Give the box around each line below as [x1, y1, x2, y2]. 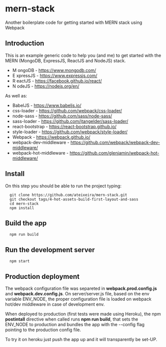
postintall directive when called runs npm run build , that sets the [5, 316, 138, 322]
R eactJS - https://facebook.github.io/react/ [12, 78, 102, 84]
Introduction [5, 39, 45, 48]
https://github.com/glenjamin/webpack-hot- [69, 150, 160, 156]
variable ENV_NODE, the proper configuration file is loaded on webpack [5, 296, 152, 302]
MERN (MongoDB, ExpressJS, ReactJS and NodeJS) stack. [5, 58, 126, 64]
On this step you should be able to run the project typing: [5, 182, 122, 189]
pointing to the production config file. [5, 327, 81, 333]
